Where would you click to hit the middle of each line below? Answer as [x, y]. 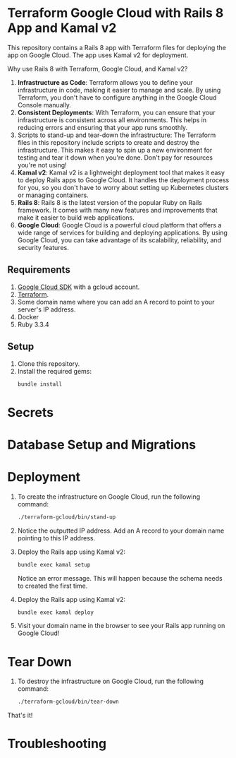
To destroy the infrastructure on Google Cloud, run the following [111, 681]
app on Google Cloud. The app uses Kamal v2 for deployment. [98, 55]
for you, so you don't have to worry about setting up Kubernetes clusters [123, 187]
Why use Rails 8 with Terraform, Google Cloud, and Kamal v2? [98, 69]
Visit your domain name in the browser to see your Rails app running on [121, 626]
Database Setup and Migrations [102, 445]
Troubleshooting [57, 744]
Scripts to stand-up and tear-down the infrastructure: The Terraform [117, 135]
